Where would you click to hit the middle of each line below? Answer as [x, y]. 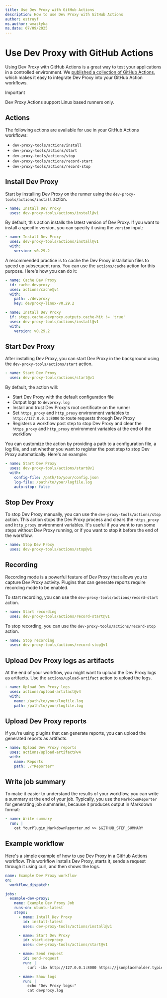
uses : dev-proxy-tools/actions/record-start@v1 [60, 616]
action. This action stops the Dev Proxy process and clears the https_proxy [82, 519]
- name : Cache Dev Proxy [31, 280]
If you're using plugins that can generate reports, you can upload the [76, 733]
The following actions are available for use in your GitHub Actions [72, 130]
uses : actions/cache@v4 [34, 289]
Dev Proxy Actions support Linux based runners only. [60, 102]
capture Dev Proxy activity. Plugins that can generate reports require [75, 582]
